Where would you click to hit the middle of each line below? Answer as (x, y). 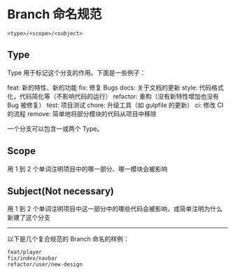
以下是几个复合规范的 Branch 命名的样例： (68, 239)
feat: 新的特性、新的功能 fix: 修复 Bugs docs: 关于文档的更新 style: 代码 (109, 87)
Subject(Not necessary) (60, 191)
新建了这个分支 (29, 218)
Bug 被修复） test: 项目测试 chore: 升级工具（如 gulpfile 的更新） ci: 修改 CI (115, 105)
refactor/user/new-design (45, 265)
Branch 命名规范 (55, 14)
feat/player (24, 253)
